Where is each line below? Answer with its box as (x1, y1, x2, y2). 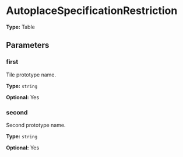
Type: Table (6, 23, 35, 30)
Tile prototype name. (6, 71, 57, 78)
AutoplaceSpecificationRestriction (6, 4, 178, 18)
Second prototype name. (6, 121, 66, 128)
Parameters (6, 40, 50, 50)
